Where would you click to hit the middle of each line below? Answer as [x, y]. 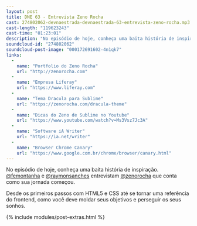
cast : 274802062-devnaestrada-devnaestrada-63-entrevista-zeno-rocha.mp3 [98, 22]
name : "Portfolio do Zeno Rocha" [57, 66]
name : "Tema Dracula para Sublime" [60, 98]
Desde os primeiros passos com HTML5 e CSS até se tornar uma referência [98, 193]
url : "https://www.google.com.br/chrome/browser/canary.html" [94, 153]
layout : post [22, 11]
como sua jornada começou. [40, 182]
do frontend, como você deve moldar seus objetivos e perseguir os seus [94, 200]
